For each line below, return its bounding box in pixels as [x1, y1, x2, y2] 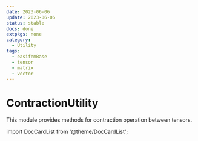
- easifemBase [12, 54, 47, 60]
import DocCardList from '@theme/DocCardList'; [6, 128, 128, 136]
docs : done [6, 25, 34, 32]
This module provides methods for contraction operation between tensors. [6, 116, 193, 124]
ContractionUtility [6, 96, 99, 110]
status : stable [6, 20, 45, 26]
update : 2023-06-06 [6, 14, 56, 20]
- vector [12, 70, 34, 77]
